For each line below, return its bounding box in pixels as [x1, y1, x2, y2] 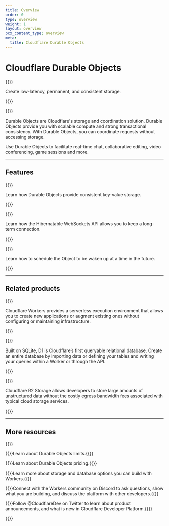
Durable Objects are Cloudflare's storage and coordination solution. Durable [5, 118, 162, 124]
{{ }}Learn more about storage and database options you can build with [5, 470, 152, 477]
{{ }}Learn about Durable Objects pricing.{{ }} [5, 460, 97, 466]
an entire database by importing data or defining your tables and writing [5, 353, 154, 359]
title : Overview [5, 7, 39, 13]
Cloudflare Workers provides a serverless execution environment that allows [5, 308, 163, 314]
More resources [5, 427, 56, 436]
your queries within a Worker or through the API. [5, 359, 106, 365]
